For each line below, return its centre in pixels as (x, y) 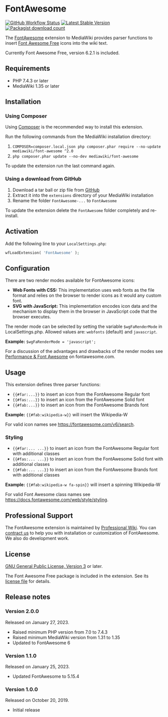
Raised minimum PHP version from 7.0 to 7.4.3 (60, 632)
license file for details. (28, 581)
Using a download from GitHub (43, 179)
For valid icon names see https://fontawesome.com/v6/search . (70, 424)
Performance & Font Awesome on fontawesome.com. (60, 356)
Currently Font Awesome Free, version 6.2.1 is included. (62, 53)
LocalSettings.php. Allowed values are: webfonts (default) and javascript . (81, 332)
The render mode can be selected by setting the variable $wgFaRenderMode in (84, 326)
